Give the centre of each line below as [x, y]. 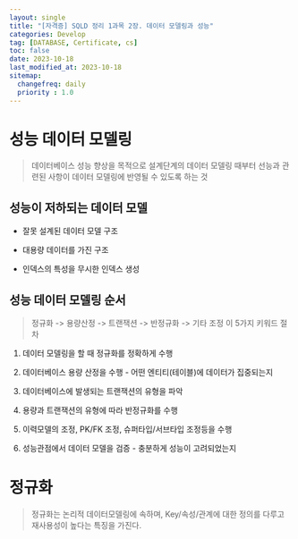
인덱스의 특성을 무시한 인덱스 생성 [81, 269]
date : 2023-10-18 [42, 59]
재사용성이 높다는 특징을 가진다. [86, 525]
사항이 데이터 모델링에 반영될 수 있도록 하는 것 [128, 177]
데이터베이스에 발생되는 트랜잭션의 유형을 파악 [102, 392]
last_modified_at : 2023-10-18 [66, 68]
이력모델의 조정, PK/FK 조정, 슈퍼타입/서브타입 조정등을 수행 [127, 429]
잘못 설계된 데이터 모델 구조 [70, 231]
